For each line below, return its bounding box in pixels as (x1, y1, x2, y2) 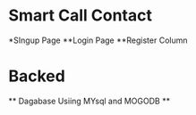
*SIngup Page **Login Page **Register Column (8, 35, 188, 45)
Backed (8, 66, 66, 86)
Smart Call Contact (8, 5, 153, 26)
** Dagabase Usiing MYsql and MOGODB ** (8, 95, 171, 106)
